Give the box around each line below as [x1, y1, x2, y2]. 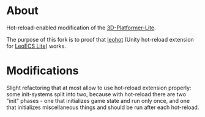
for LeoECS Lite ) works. [6, 42, 66, 50]
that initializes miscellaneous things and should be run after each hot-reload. [6, 104, 199, 111]
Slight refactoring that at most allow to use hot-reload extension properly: [6, 84, 192, 91]
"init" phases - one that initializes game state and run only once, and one [6, 97, 190, 104]
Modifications [6, 64, 79, 78]
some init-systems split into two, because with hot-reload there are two [6, 90, 187, 98]
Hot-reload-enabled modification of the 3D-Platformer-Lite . [6, 24, 156, 31]
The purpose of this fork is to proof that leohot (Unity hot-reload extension [6, 36, 194, 43]
